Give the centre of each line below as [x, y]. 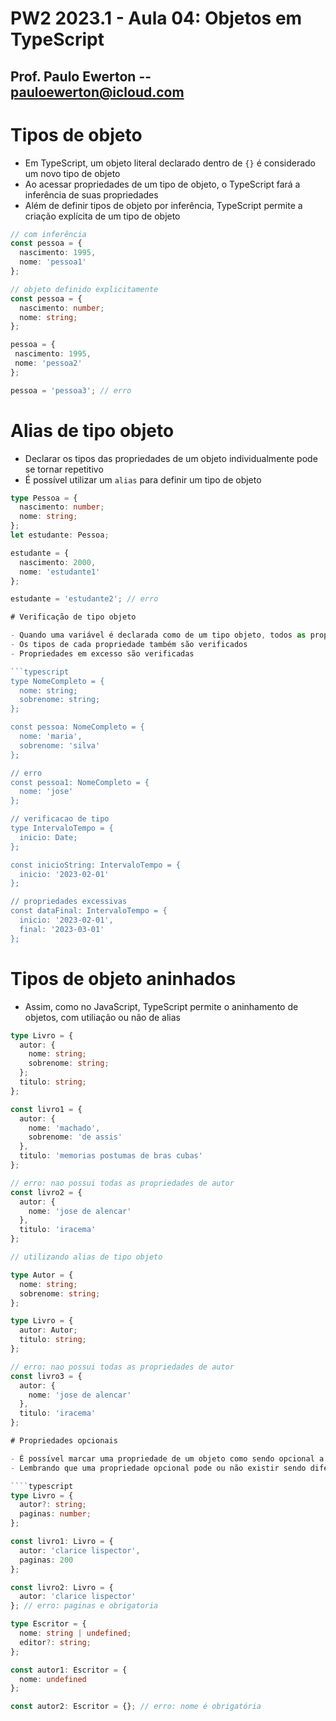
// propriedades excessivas [69, 902]
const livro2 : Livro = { [62, 1587]
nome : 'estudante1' [60, 572]
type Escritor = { [48, 1624]
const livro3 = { [46, 1376]
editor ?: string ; [55, 1642]
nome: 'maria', [51, 737]
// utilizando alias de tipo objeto [86, 1257]
